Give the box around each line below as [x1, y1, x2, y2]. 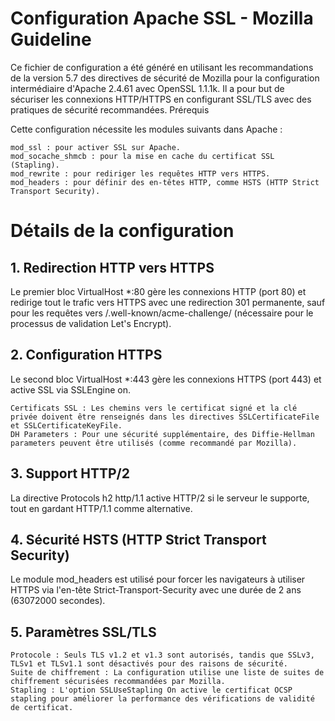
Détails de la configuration [10, 220, 235, 242]
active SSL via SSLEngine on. [10, 383, 132, 396]
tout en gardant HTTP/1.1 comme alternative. [10, 502, 193, 514]
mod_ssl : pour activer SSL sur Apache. [10, 142, 182, 152]
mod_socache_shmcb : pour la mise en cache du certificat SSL [10, 151, 275, 161]
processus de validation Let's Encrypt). [10, 317, 172, 329]
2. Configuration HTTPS [10, 347, 163, 364]
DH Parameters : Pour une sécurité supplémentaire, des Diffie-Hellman [10, 429, 315, 439]
